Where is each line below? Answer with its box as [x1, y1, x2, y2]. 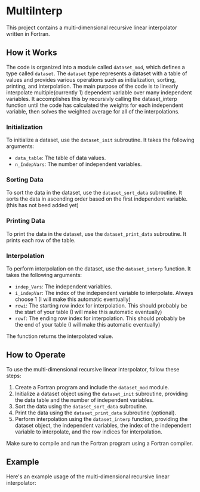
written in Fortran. [6, 30, 50, 37]
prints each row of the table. [6, 236, 76, 244]
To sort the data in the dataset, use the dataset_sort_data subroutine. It [6, 189, 182, 196]
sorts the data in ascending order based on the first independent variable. [6, 195, 188, 202]
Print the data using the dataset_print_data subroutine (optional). [14, 409, 177, 416]
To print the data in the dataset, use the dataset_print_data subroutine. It [6, 230, 187, 237]
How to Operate [6, 350, 66, 360]
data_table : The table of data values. [14, 154, 106, 162]
